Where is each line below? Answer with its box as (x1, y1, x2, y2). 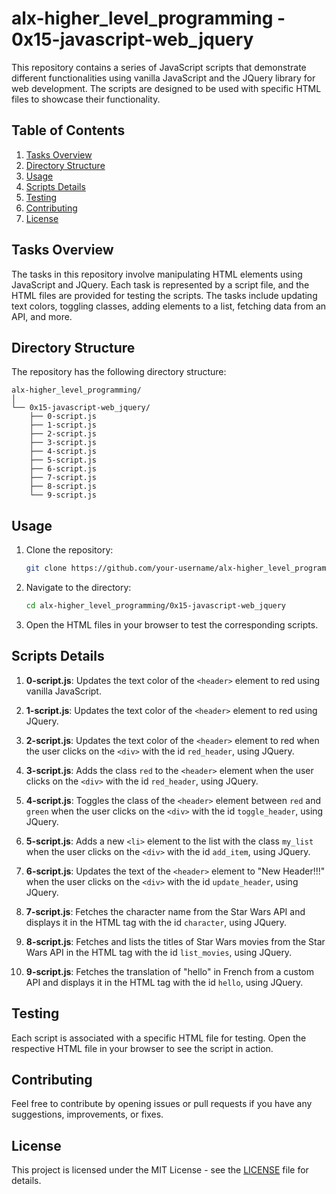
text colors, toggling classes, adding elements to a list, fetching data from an (11, 300, 327, 312)
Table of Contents (11, 122, 126, 139)
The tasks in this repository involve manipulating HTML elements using (11, 268, 303, 280)
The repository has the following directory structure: (11, 366, 227, 378)
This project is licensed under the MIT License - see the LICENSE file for (11, 1164, 309, 1176)
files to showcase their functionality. (11, 93, 161, 105)
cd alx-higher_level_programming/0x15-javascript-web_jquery (25, 601, 287, 611)
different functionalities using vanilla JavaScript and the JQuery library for (11, 72, 316, 84)
